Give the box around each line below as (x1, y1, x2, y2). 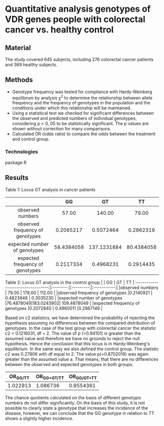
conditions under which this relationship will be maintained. (12, 105, 132, 111)
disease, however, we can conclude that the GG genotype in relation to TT (5, 410, 155, 416)
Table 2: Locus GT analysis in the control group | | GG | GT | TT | (5, 279, 135, 285)
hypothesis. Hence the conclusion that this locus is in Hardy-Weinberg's (5, 341, 150, 346)
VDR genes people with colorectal (5, 14, 145, 25)
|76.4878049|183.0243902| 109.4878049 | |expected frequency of (5, 300, 140, 306)
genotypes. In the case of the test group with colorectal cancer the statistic (5, 325, 157, 331)
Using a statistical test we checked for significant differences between (12, 110, 154, 116)
